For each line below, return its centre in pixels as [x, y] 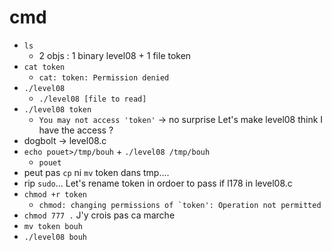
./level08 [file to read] [92, 99]
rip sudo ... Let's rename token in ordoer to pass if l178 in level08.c [158, 183]
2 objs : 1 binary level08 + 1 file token [115, 55]
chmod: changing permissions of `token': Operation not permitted [180, 205]
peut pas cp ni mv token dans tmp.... [96, 172]
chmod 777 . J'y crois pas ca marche [99, 215]
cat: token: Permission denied [104, 77]
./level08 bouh [55, 237]
